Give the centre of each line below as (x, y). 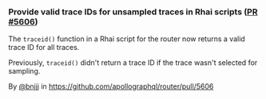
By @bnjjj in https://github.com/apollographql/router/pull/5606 (111, 86)
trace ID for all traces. (44, 48)
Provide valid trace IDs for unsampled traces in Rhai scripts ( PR (133, 12)
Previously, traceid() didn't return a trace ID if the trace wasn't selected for (133, 63)
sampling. (24, 71)
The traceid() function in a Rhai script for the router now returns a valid (127, 39)
